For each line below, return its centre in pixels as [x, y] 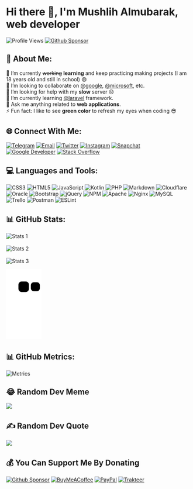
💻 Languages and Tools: [52, 171]
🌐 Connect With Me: [44, 131]
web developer [43, 24]
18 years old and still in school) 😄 [46, 79]
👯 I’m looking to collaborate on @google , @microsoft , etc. [75, 85]
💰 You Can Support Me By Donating [73, 463]
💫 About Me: [29, 59]
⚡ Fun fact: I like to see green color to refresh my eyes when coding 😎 [91, 111]
